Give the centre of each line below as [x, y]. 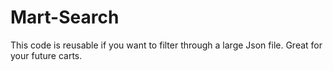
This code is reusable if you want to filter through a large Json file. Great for [166, 45]
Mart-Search [65, 17]
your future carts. [46, 55]
